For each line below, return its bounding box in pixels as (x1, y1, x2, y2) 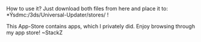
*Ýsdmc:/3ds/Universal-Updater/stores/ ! (6, 11, 109, 18)
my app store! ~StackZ (6, 29, 63, 36)
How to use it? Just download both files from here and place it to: (6, 5, 169, 12)
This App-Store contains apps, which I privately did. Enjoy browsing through (6, 23, 196, 30)
